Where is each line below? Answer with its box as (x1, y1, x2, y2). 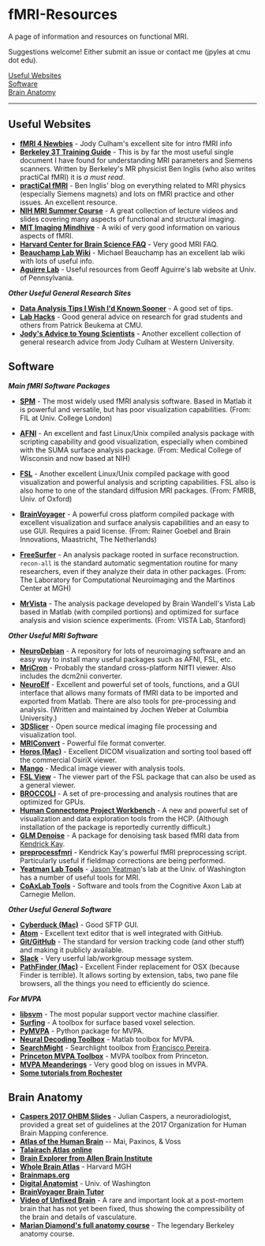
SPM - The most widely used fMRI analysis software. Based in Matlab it (19, 396, 252, 406)
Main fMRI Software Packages (8, 381, 110, 390)
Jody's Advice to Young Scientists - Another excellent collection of (19, 328, 242, 338)
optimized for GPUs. (19, 797, 86, 806)
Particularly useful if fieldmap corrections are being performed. (19, 855, 226, 865)
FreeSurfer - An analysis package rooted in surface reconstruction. (19, 550, 240, 559)
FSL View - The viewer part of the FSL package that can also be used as (19, 771, 256, 781)
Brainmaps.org (19, 1170, 70, 1180)
